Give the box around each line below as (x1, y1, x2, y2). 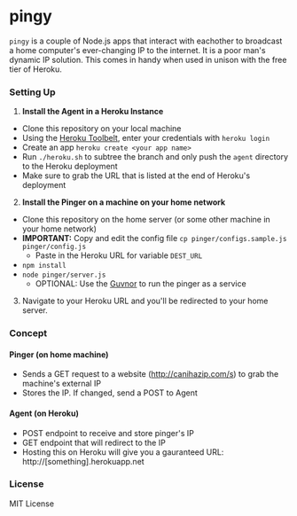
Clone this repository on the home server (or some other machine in (21, 215, 270, 225)
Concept (9, 327, 47, 340)
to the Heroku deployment (21, 161, 118, 172)
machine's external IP (21, 379, 102, 389)
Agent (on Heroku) (9, 408, 80, 418)
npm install (21, 262, 66, 270)
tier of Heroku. (9, 64, 62, 74)
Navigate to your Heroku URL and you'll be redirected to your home (21, 295, 269, 307)
